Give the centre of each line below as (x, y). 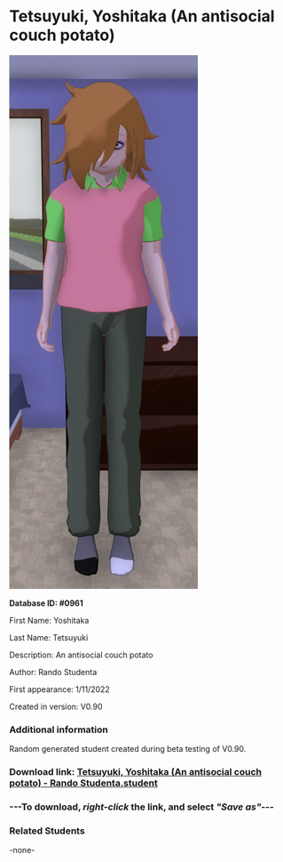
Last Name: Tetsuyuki (49, 637)
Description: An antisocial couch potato (81, 655)
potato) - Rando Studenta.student (83, 783)
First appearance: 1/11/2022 (60, 689)
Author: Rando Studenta (53, 672)
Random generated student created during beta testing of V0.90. (128, 749)
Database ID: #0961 (46, 603)
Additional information (59, 729)
